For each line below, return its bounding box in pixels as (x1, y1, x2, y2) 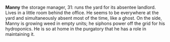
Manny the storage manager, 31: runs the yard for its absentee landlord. (5, 5, 156, 10)
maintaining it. (5, 31, 35, 37)
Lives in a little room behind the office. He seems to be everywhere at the (5, 10, 159, 16)
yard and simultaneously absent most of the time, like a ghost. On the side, (5, 15, 162, 21)
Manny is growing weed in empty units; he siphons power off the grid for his (5, 20, 165, 26)
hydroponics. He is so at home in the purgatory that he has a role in (5, 26, 147, 32)
